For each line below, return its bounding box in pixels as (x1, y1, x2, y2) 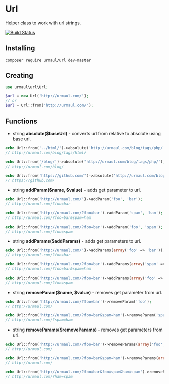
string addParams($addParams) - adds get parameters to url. (12, 238, 142, 244)
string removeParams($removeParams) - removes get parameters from (12, 326, 163, 333)
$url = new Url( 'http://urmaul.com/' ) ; (5, 94, 89, 99)
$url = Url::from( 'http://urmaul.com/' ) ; (5, 103, 94, 108)
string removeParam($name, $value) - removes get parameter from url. (12, 289, 162, 295)
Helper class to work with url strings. (5, 20, 81, 26)
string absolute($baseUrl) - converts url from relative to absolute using (12, 130, 161, 136)
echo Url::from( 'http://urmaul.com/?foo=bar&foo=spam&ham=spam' (5, 369, 143, 374)
